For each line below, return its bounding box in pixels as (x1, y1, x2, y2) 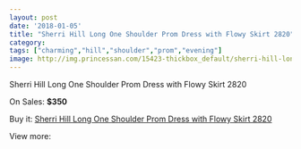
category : (9, 37, 47, 47)
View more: (9, 131, 52, 141)
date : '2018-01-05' (9, 21, 82, 30)
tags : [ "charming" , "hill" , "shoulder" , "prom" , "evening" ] (9, 46, 222, 55)
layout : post (9, 12, 58, 22)
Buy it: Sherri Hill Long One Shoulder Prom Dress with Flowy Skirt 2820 (9, 113, 272, 124)
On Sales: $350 (9, 96, 68, 107)
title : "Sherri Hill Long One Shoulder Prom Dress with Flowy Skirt (9, 29, 271, 38)
